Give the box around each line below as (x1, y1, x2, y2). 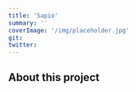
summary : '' (8, 19, 48, 27)
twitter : (8, 41, 37, 49)
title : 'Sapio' (8, 11, 59, 20)
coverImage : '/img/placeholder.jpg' (8, 26, 130, 34)
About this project (8, 71, 100, 84)
